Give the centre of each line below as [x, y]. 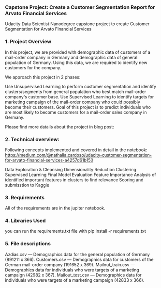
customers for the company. [33, 67]
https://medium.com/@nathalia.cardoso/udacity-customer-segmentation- [79, 155]
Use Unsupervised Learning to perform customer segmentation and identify [80, 86]
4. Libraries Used [25, 221]
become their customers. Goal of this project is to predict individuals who [78, 107]
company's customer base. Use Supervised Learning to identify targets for [80, 96]
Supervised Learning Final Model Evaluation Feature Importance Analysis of [80, 175]
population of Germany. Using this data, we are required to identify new [76, 63]
